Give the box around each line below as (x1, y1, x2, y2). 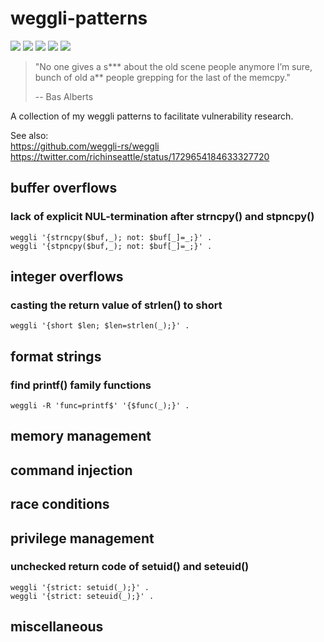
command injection (10, 462, 133, 479)
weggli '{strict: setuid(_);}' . (10, 582, 150, 592)
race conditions (10, 496, 110, 513)
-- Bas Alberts (34, 90, 94, 102)
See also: (10, 129, 49, 141)
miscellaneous (10, 618, 104, 636)
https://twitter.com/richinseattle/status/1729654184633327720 (10, 150, 270, 162)
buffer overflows (10, 180, 118, 197)
